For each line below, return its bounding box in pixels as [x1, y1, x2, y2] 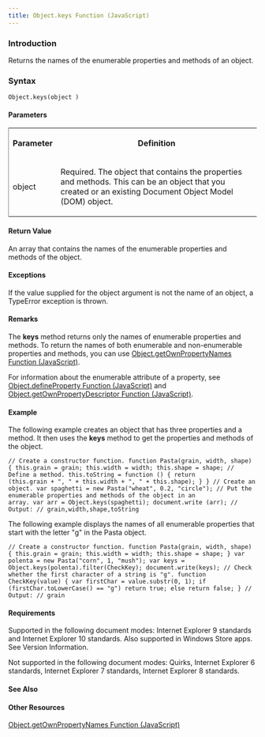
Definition [137, 138, 176, 149]
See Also [8, 685, 38, 694]
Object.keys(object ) [8, 93, 80, 101]
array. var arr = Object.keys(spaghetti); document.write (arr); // [8, 499, 238, 507]
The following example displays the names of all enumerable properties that [8, 520, 255, 529]
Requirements [8, 608, 56, 618]
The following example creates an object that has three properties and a [8, 425, 243, 435]
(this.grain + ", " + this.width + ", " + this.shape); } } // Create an [8, 478, 256, 486]
